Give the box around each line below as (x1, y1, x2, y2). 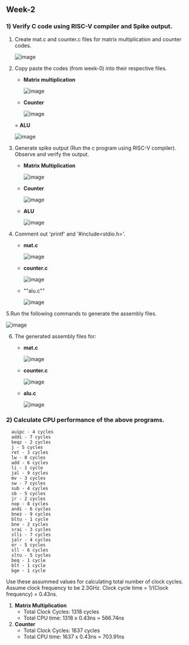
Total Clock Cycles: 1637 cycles (23, 627, 100, 634)
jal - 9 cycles (11, 470, 49, 476)
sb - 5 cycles (11, 491, 46, 496)
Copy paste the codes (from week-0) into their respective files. (14, 65, 167, 72)
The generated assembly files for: (14, 332, 97, 340)
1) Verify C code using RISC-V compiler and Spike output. (6, 22, 173, 31)
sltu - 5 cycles (11, 552, 51, 558)
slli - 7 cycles (11, 532, 51, 537)
